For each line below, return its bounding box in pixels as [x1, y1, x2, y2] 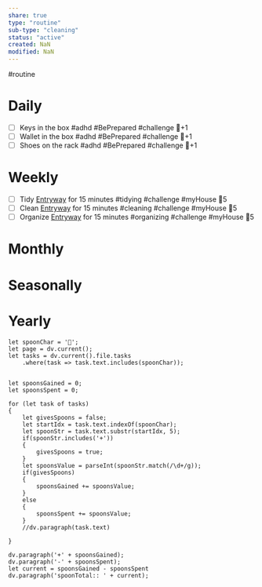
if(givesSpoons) [22, 469, 76, 476]
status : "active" [8, 33, 65, 42]
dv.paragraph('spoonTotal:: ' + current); [8, 571, 149, 579]
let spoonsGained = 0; [8, 379, 82, 387]
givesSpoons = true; [36, 448, 104, 456]
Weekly [8, 169, 59, 187]
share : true [8, 11, 47, 20]
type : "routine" [8, 19, 61, 27]
